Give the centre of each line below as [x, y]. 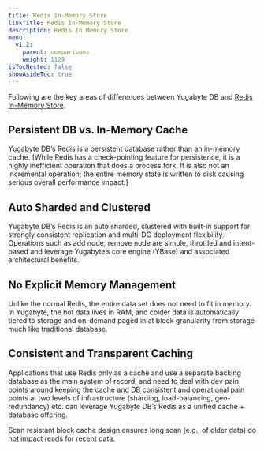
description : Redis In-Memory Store [68, 30]
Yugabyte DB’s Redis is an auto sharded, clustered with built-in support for [129, 227]
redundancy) [29, 406]
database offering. [38, 415]
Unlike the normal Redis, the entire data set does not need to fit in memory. [130, 304]
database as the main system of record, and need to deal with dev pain [123, 381]
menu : [17, 38]
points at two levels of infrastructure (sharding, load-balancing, [111, 398]
